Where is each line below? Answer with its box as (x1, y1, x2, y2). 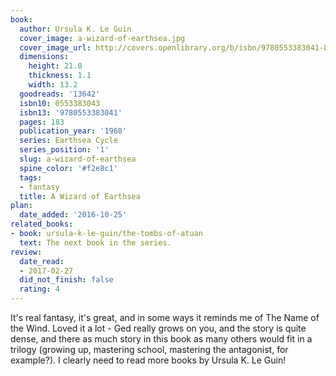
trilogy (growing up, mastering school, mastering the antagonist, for (10, 344, 289, 355)
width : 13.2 (28, 80, 78, 90)
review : (10, 247, 43, 257)
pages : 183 (19, 117, 65, 127)
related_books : (10, 219, 74, 230)
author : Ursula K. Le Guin (19, 24, 132, 34)
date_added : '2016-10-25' (19, 210, 128, 220)
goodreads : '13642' (19, 89, 101, 99)
